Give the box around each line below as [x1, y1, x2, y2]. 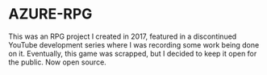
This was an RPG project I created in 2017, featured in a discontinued [8, 31, 237, 41]
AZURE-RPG [8, 5, 93, 23]
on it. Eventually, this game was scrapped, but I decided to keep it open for [8, 48, 257, 58]
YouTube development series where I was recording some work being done [8, 40, 260, 49]
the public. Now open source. [8, 57, 106, 67]
